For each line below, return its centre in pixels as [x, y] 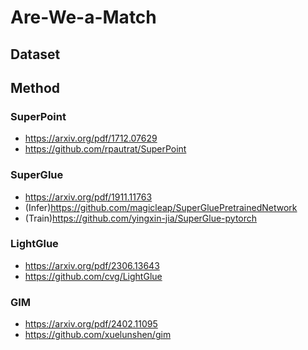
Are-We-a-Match [83, 17]
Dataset [35, 54]
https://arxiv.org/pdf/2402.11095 [91, 324]
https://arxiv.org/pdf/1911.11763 [88, 197]
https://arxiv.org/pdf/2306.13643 [92, 265]
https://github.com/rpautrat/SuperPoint [105, 149]
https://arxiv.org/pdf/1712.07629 [91, 138]
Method [35, 87]
